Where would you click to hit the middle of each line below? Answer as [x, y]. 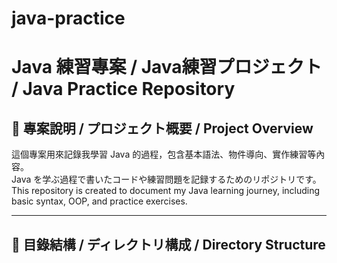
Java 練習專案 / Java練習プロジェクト [167, 67]
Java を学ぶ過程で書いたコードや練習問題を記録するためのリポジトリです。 [166, 179]
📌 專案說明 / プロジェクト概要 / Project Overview [162, 128]
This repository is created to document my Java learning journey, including [166, 191]
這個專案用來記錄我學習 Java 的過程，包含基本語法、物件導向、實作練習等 [164, 154]
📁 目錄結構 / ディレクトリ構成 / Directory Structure [168, 244]
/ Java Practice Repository [123, 89]
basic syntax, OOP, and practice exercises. [99, 201]
